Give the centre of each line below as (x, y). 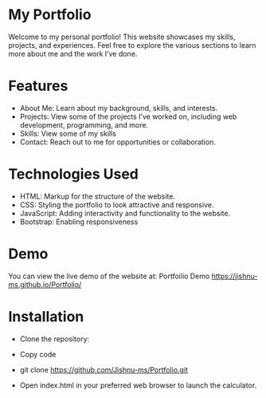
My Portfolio (50, 15)
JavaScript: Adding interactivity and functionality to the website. (125, 213)
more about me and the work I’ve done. (73, 53)
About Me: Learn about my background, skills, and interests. (119, 108)
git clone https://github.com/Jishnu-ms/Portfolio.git (104, 369)
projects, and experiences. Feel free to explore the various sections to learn (132, 45)
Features (38, 86)
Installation (46, 316)
